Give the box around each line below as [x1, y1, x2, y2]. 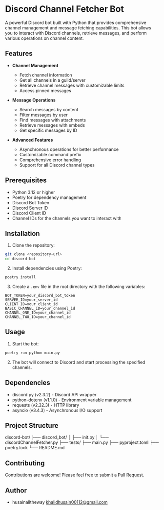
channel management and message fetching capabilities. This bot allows [5, 24, 151, 30]
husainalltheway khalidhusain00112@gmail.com [12, 499, 108, 505]
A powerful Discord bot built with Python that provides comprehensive [5, 20, 146, 25]
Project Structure [5, 421, 59, 430]
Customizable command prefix [19, 151, 82, 157]
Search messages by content [19, 106, 79, 112]
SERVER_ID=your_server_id [5, 297, 58, 302]
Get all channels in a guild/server [19, 77, 86, 83]
